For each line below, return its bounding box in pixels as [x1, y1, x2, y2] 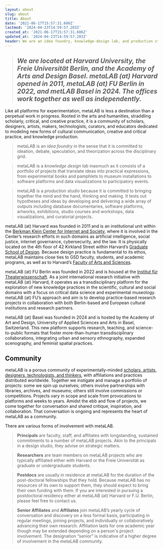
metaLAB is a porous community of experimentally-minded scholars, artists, [5, 367, 157, 373]
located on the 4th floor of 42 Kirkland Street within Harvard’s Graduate [5, 244, 148, 250]
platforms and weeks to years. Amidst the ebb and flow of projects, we [5, 398, 147, 404]
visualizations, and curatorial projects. [16, 214, 93, 220]
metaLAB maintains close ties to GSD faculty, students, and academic [5, 254, 145, 260]
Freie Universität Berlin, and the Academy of [16, 64, 154, 73]
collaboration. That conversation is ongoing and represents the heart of [5, 408, 148, 414]
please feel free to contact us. [16, 498, 77, 504]
